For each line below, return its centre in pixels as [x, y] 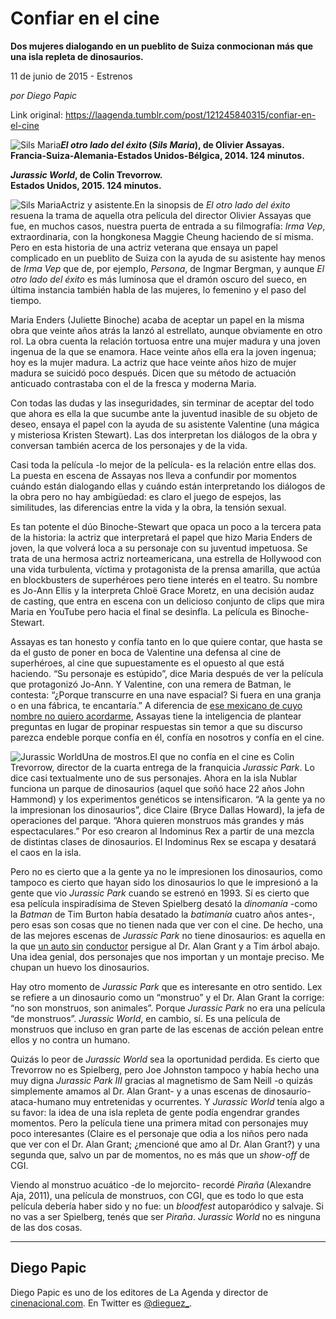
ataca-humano [41, 1101]
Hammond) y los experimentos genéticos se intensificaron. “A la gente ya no [168, 799]
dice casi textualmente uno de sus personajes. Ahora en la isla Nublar [154, 778]
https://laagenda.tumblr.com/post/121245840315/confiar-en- [190, 114]
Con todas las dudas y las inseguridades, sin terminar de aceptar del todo [162, 403]
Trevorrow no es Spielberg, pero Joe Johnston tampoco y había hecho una [165, 1069]
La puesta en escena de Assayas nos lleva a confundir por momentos [153, 475]
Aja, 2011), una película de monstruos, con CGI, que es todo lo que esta [157, 1195]
